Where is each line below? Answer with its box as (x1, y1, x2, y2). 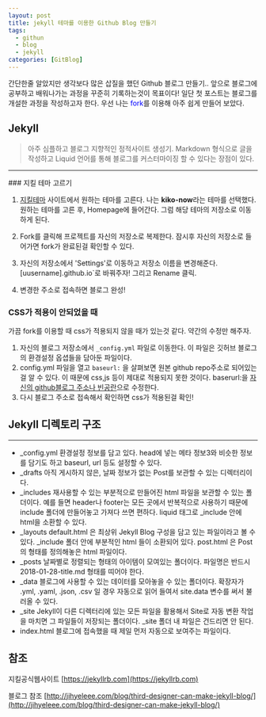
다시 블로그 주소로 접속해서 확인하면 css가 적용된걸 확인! (19, 392, 194, 402)
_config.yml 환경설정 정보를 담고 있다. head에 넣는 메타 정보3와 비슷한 (19, 448, 239, 457)
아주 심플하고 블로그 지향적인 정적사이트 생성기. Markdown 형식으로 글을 (27, 143, 253, 153)
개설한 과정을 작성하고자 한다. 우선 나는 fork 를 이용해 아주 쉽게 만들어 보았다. (8, 98, 245, 108)
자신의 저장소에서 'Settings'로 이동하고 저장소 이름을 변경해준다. (19, 258, 218, 268)
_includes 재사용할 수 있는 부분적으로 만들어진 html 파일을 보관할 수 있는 (19, 487, 244, 497)
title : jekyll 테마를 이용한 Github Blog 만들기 (8, 19, 157, 27)
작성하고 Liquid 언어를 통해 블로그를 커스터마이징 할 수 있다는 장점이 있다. (27, 154, 255, 163)
